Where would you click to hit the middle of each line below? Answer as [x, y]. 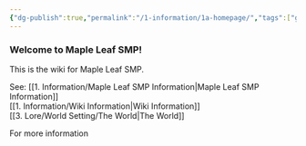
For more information [49, 133]
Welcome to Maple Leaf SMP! [76, 49]
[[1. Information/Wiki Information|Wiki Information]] [105, 106]
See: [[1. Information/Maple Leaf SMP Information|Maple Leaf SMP [134, 86]
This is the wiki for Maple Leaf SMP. [76, 69]
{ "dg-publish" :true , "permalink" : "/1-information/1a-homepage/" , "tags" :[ [150, 18]
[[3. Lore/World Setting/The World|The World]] [97, 115]
